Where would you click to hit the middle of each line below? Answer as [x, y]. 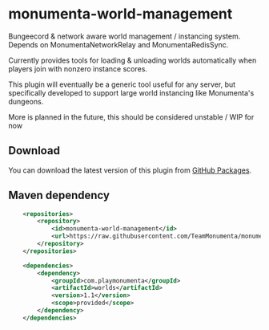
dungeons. [26, 101]
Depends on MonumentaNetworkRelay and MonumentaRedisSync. [118, 44]
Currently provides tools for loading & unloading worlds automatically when [132, 60]
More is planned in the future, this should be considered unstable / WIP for [131, 116]
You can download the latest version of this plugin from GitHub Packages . [130, 170]
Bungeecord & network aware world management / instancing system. [124, 36]
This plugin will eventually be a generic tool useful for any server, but [122, 84]
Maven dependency [59, 196]
